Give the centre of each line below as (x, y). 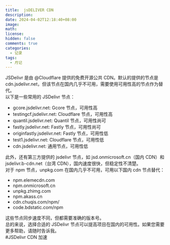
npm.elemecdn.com (34, 180)
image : (12, 24)
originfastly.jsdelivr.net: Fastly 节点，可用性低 (60, 133)
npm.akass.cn (27, 197)
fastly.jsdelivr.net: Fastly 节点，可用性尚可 (57, 127)
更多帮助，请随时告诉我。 (32, 231)
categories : (18, 48)
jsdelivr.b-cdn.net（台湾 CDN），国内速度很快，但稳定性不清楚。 (73, 164)
